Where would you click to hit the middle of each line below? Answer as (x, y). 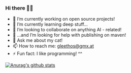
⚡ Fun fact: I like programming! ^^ (47, 54)
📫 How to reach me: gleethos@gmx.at (53, 46)
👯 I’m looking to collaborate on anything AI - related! (67, 30)
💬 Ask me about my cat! (38, 40)
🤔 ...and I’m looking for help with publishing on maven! (69, 35)
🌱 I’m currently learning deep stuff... (50, 24)
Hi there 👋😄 (19, 8)
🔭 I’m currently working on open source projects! (64, 19)
